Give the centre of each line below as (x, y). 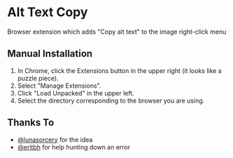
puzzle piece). (38, 78)
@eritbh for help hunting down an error (74, 147)
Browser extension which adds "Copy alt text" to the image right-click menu (117, 32)
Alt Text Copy (48, 12)
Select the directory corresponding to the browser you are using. (111, 100)
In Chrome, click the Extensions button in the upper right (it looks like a (119, 70)
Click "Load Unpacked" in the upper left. (76, 93)
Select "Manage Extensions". (59, 86)
